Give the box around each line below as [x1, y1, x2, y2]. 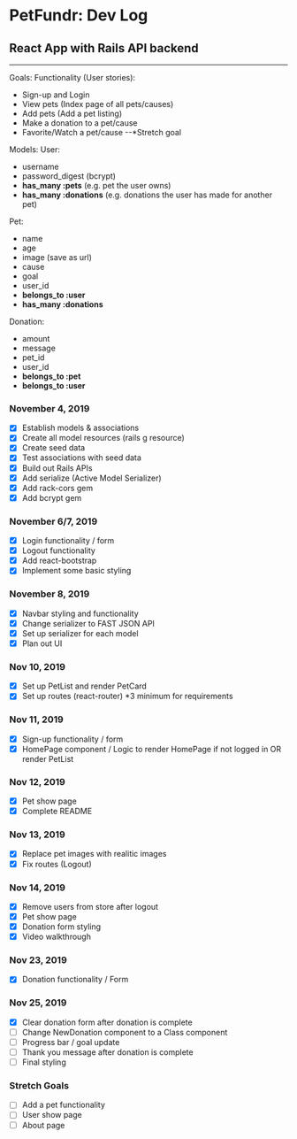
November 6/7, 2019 [9, 515, 98, 527]
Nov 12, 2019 [9, 775, 66, 788]
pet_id [21, 352, 45, 363]
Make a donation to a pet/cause [21, 118, 139, 128]
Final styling [21, 1057, 66, 1067]
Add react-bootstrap [21, 555, 97, 566]
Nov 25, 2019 [9, 997, 67, 1009]
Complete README [21, 806, 93, 817]
